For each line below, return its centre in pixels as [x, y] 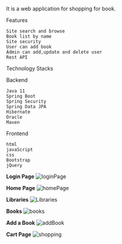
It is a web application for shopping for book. [61, 9]
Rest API [17, 57]
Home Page [21, 188]
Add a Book [21, 223]
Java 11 [16, 91]
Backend [17, 80]
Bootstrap [18, 160]
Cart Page [19, 234]
